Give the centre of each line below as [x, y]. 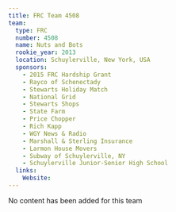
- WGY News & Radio [55, 133]
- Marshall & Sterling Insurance [78, 141]
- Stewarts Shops [51, 104]
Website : [37, 178]
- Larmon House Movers [60, 148]
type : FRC [31, 30]
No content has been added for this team [75, 200]
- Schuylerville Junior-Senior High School [96, 164]
